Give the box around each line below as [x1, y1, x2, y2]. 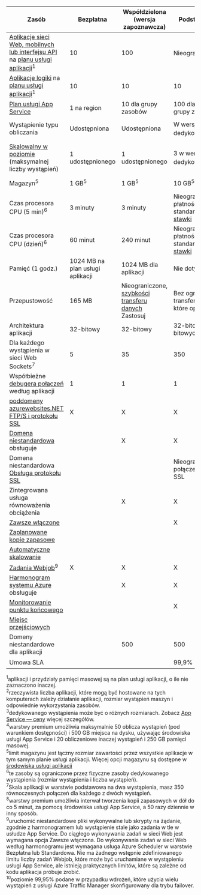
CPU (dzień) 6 [9, 238, 47, 249]
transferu [121, 297, 148, 305]
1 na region [69, 103, 102, 112]
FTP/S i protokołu [9, 411, 58, 420]
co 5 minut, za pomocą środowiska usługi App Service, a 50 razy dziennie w [6, 803, 194, 810]
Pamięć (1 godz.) [9, 264, 58, 273]
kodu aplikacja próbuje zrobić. [6, 868, 81, 875]
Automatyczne [9, 545, 50, 553]
